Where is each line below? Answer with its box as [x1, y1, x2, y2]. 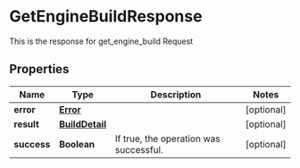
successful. [114, 143, 163, 155]
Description [150, 88, 202, 100]
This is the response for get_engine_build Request [9, 36, 194, 46]
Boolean [59, 138, 96, 150]
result [13, 118, 40, 130]
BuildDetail [59, 118, 107, 130]
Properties [9, 62, 70, 77]
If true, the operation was [114, 132, 221, 145]
